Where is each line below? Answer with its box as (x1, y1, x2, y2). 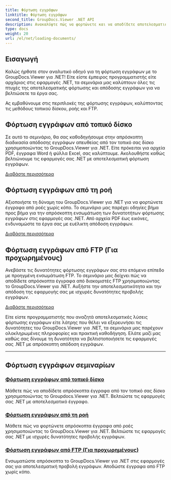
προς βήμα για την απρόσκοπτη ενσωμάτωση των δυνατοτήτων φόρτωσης (5, 210, 164, 216)
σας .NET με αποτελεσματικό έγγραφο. (5, 398, 89, 404)
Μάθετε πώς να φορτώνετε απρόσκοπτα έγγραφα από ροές (5, 423, 133, 429)
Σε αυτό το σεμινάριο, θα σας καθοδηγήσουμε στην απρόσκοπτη (5, 134, 143, 140)
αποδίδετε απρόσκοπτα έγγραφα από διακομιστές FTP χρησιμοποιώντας (5, 278, 160, 284)
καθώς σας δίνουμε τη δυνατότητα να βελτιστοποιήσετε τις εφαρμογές (5, 335, 157, 342)
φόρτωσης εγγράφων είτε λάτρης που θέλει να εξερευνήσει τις (5, 320, 142, 326)
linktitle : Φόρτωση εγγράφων (5, 12, 67, 17)
